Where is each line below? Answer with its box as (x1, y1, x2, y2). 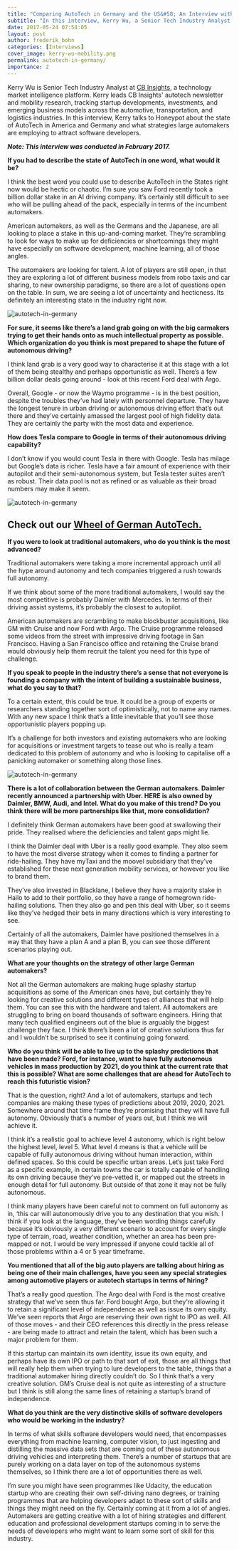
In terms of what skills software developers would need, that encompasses (7, 1430, 228, 1438)
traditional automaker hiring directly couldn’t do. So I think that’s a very (7, 1372, 215, 1381)
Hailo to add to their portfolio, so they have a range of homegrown (7, 894, 201, 902)
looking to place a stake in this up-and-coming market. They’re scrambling (7, 229, 226, 237)
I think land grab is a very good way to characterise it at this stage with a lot (7, 360, 229, 368)
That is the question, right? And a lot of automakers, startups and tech (7, 1091, 213, 1100)
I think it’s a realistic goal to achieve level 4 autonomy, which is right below (7, 1135, 225, 1143)
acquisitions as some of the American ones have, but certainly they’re (7, 988, 212, 997)
